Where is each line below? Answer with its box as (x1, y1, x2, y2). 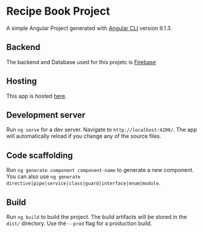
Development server (6, 110, 86, 120)
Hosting (6, 76, 38, 87)
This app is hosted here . (6, 92, 67, 99)
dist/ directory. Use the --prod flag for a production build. (6, 220, 152, 227)
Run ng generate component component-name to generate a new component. (6, 167, 194, 174)
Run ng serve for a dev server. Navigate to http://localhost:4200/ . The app (6, 126, 198, 134)
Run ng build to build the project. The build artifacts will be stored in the (6, 213, 187, 220)
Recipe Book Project (6, 4, 111, 18)
